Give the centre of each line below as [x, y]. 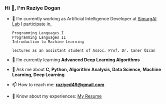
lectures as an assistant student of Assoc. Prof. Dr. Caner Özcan [83, 51]
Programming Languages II [39, 38]
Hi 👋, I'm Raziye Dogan [33, 8]
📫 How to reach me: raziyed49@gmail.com [58, 85]
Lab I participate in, [32, 24]
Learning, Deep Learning [38, 75]
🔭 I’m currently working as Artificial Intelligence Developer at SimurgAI [84, 19]
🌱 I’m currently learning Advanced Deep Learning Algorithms [76, 60]
